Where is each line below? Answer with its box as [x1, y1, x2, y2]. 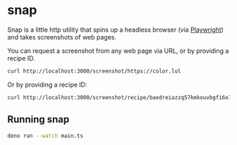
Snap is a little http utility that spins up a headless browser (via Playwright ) [7, 25, 224, 34]
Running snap [7, 113, 70, 125]
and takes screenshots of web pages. [7, 32, 116, 41]
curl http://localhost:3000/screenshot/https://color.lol [7, 68, 181, 75]
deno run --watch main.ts [7, 132, 83, 139]
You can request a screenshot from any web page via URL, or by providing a [7, 46, 229, 55]
